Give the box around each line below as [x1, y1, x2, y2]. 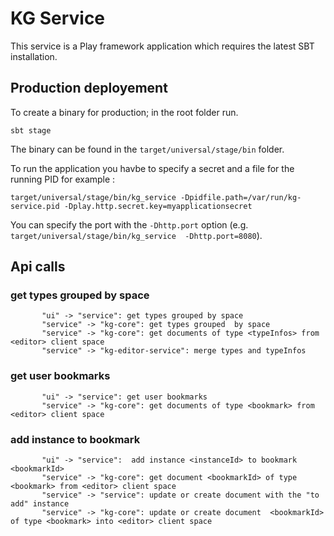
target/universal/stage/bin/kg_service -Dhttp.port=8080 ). [10, 229, 263, 241]
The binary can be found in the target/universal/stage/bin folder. [10, 143, 285, 155]
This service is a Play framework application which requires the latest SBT [10, 40, 315, 52]
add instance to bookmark [10, 432, 141, 446]
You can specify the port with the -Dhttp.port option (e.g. [10, 218, 249, 231]
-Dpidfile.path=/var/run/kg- [180, 192, 302, 202]
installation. [10, 50, 58, 62]
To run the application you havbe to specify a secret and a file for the [10, 162, 295, 174]
